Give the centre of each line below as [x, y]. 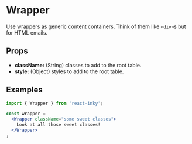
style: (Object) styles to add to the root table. [69, 71]
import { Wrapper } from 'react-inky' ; [55, 103]
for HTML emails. [27, 32]
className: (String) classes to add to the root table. [78, 65]
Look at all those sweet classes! [59, 125]
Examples [24, 90]
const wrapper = [26, 114]
